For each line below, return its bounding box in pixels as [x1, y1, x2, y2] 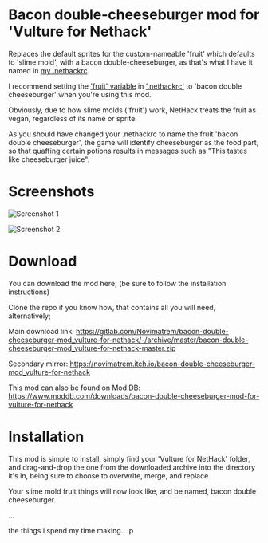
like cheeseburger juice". [8, 154, 90, 164]
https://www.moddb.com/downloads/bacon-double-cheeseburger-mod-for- [8, 391, 260, 400]
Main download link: [8, 326, 74, 336]
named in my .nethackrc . [8, 65, 90, 75]
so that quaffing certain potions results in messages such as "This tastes [8, 146, 247, 155]
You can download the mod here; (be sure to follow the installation [8, 278, 227, 288]
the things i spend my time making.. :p [8, 525, 134, 535]
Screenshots [8, 183, 95, 201]
